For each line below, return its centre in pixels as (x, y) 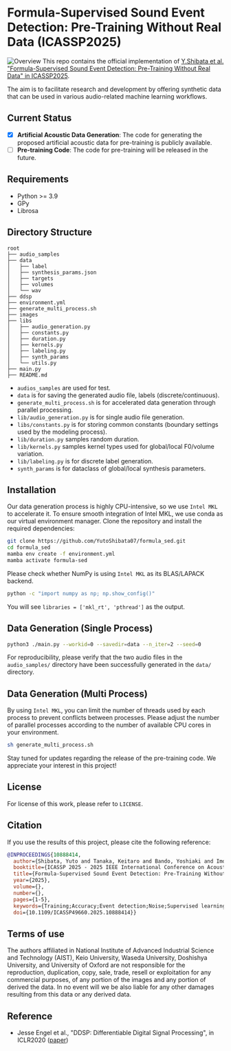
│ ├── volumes (30, 284)
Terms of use (36, 933)
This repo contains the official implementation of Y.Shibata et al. (133, 61)
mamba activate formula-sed (47, 560)
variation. (30, 454)
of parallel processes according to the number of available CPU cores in (109, 725)
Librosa (28, 210)
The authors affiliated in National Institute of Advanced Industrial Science (111, 950)
